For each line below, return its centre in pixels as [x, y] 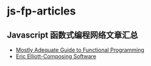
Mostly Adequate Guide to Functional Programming [80, 50]
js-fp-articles [41, 11]
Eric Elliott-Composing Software [56, 56]
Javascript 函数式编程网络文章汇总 [73, 35]
